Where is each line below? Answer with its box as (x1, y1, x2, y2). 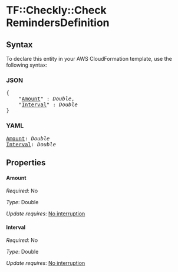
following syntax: (6, 61, 48, 68)
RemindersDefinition (6, 16, 110, 30)
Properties (6, 158, 46, 168)
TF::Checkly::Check (6, 4, 107, 17)
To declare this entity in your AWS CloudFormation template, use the (6, 55, 172, 62)
